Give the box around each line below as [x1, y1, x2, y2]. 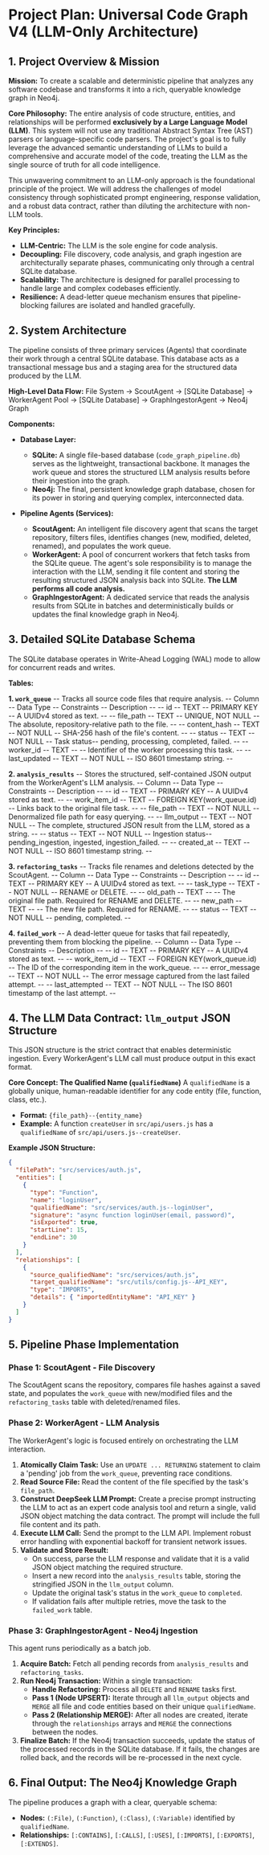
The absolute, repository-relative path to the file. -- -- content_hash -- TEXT [8, 719, 260, 729]
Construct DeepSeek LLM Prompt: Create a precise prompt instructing [19, 1493, 256, 1504]
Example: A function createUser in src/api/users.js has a [19, 1119, 214, 1128]
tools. [24, 210, 43, 219]
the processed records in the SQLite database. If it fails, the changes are [19, 1744, 260, 1754]
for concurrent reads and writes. [8, 662, 116, 672]
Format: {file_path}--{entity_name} [19, 1111, 143, 1120]
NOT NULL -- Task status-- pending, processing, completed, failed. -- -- [8, 736, 249, 746]
